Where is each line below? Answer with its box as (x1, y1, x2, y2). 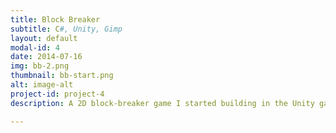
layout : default (10, 33, 78, 43)
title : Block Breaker (10, 14, 101, 25)
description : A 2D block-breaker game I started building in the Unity (10, 98, 315, 108)
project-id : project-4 (10, 89, 105, 99)
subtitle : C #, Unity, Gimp (10, 24, 123, 34)
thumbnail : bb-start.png (10, 71, 114, 81)
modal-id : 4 (10, 42, 60, 53)
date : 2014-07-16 (10, 52, 83, 62)
